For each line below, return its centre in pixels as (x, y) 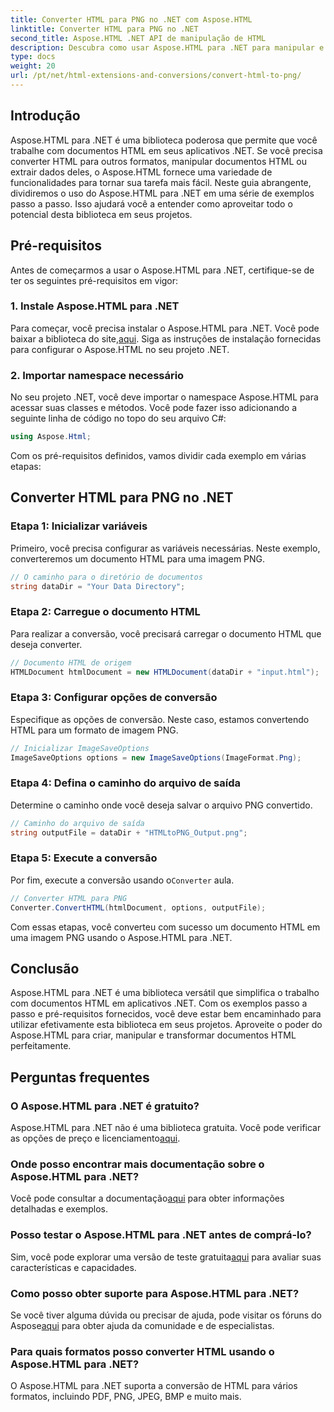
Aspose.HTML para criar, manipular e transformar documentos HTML (153, 1035)
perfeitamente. (41, 1046)
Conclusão (45, 968)
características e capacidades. (73, 1267)
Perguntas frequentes (80, 1077)
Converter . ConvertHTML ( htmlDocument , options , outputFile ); (138, 907)
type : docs (33, 57)
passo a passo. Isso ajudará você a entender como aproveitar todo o (151, 203)
